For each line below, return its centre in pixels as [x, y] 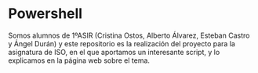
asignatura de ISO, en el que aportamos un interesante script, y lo [114, 52]
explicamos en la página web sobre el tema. [79, 60]
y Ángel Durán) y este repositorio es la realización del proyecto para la [122, 43]
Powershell [45, 14]
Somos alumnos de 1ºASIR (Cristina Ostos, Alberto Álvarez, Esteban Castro [129, 35]
